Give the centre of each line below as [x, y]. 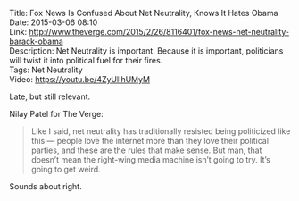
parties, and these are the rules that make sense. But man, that [146, 150]
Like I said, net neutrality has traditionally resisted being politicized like [161, 131]
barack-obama [37, 41]
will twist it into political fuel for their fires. [86, 60]
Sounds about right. [46, 186]
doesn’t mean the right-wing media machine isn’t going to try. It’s [150, 159]
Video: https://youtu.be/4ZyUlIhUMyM [79, 79]
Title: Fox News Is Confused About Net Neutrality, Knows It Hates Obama [144, 13]
